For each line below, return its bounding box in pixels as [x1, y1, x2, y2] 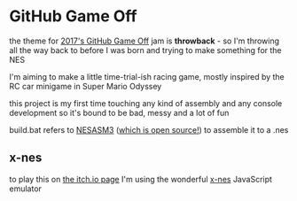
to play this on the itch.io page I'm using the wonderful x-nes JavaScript [9, 174, 273, 184]
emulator [9, 183, 43, 194]
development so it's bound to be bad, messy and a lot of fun [9, 107, 230, 118]
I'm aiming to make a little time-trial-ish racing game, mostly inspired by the [9, 71, 285, 81]
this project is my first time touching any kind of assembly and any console [9, 97, 283, 108]
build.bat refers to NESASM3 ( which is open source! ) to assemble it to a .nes [9, 124, 289, 135]
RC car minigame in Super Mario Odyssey [9, 81, 162, 91]
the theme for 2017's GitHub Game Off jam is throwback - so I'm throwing [9, 35, 280, 46]
